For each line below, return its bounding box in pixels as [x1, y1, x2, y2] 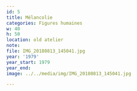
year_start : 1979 [6, 59, 50, 65]
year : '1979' [6, 54, 39, 60]
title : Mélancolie [6, 14, 53, 20]
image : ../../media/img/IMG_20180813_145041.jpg [6, 71, 132, 77]
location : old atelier [6, 37, 64, 43]
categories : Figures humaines [6, 20, 83, 26]
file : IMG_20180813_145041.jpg [6, 48, 85, 54]
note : [6, 43, 20, 49]
